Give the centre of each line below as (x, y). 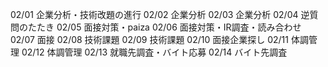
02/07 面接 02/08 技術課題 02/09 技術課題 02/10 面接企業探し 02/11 (149, 39)
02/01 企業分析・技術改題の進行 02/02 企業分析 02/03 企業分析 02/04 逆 (160, 14)
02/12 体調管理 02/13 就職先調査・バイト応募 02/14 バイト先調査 (154, 52)
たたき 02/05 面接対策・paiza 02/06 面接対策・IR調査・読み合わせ (164, 27)
